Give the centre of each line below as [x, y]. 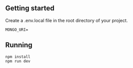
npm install [18, 57]
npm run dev [18, 61]
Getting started [30, 8]
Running [19, 45]
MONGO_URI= [17, 30]
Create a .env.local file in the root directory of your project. [66, 20]
